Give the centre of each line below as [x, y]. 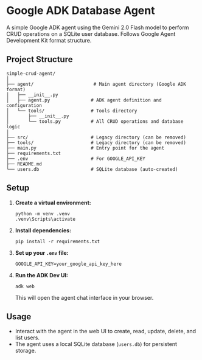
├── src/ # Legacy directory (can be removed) [96, 137]
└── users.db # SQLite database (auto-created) [92, 169]
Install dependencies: [43, 230]
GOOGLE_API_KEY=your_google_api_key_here [68, 264]
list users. [27, 337]
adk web [25, 286]
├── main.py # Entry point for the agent [85, 148]
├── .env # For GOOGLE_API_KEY [76, 159]
